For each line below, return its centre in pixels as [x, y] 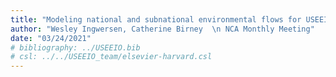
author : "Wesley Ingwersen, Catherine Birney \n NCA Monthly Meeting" [162, 29]
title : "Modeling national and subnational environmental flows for [156, 19]
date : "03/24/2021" [51, 38]
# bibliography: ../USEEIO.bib [75, 47]
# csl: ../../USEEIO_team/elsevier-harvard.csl [111, 57]
